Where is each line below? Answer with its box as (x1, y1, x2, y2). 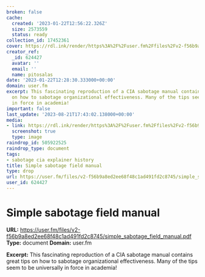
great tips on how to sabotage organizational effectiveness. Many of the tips (6, 257, 198, 265)
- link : (6, 123, 26, 129)
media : (6, 117, 23, 123)
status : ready (12, 32, 48, 38)
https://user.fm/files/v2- (20, 226, 81, 233)
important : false (6, 105, 51, 112)
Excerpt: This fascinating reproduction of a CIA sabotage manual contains (6, 251, 193, 258)
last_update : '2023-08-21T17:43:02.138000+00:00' (6, 111, 135, 117)
